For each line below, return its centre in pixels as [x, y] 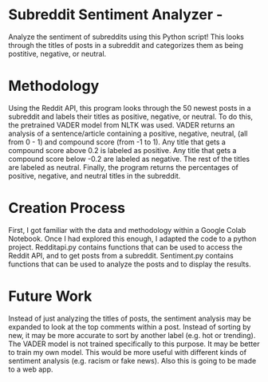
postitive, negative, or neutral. [57, 53]
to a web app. [31, 369]
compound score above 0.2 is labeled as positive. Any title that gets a [122, 150]
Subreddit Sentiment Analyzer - [116, 15]
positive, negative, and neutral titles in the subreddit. [95, 175]
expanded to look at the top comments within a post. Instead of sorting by [130, 327]
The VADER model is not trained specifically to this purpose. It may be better [134, 344]
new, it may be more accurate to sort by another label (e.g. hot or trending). [132, 335]
